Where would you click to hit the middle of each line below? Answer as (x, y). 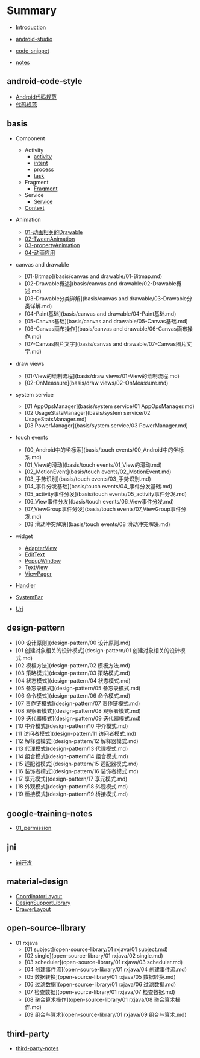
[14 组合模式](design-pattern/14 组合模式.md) (72, 756)
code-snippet (33, 50)
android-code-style (45, 81)
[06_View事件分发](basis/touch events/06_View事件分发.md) (99, 501)
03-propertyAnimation (52, 245)
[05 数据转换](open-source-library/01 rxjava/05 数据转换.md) (100, 976)
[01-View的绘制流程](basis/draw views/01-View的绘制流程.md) (102, 376)
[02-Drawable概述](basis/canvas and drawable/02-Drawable (100, 283)
